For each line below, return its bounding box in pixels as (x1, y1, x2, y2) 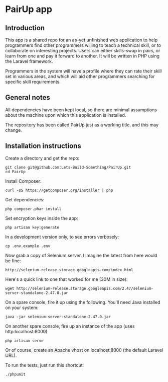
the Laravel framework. (5, 58, 54, 64)
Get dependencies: (5, 196, 45, 202)
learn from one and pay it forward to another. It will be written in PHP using (5, 53, 159, 59)
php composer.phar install (5, 206, 62, 211)
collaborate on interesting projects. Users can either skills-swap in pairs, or (5, 48, 160, 53)
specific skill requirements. (5, 79, 61, 85)
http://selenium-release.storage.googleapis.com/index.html (5, 267, 134, 272)
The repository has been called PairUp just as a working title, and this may (5, 122, 159, 128)
